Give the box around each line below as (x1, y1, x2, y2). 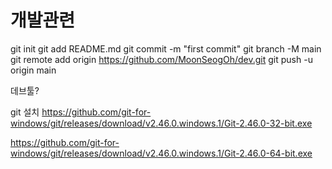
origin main (10, 64, 57, 76)
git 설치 (10, 106, 40, 118)
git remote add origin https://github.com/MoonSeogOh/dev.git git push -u (10, 53, 313, 65)
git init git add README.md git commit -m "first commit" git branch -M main (10, 42, 322, 55)
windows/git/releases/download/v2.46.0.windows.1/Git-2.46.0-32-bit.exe (10, 117, 313, 129)
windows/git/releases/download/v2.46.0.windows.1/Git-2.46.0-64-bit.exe (10, 147, 313, 159)
